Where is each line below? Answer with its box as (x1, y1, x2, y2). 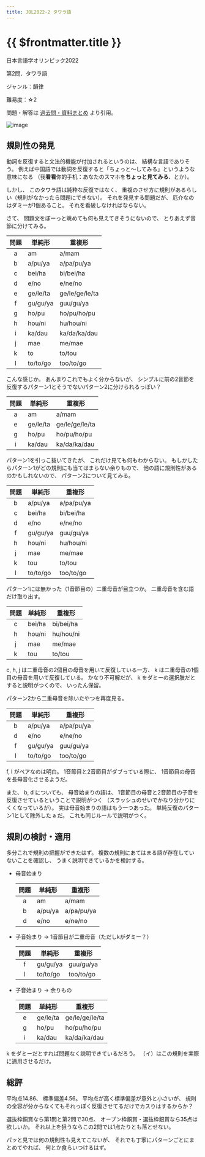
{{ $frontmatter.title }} (6, 35, 122, 49)
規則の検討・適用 (6, 831, 71, 842)
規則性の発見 (6, 140, 55, 151)
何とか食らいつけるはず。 (45, 1144, 110, 1151)
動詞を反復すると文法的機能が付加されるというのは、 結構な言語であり (6, 158, 185, 165)
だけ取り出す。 (6, 593, 44, 600)
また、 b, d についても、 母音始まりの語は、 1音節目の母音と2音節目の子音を (6, 789, 199, 796)
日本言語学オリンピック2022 (6, 57, 79, 64)
